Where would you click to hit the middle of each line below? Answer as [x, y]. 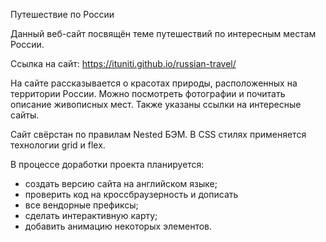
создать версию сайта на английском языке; [121, 183]
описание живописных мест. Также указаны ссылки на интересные [156, 104]
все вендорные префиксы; [81, 205]
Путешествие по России [62, 14]
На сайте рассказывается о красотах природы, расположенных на [154, 83]
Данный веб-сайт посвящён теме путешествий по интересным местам [163, 33]
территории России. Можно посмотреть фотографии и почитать [148, 93]
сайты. [25, 115]
